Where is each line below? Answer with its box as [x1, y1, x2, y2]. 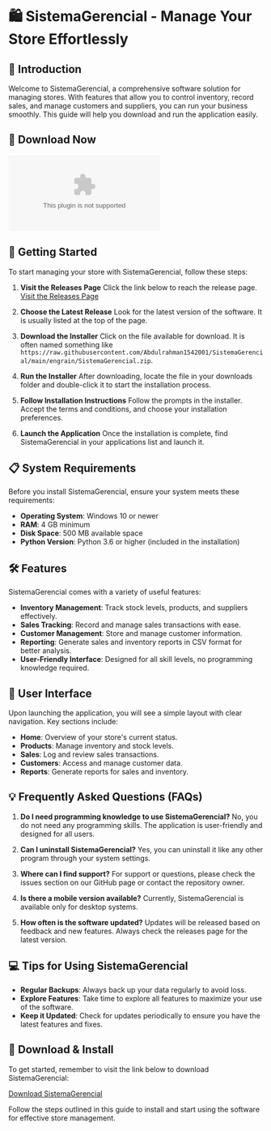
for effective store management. [8, 1112, 116, 1123]
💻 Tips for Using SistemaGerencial [8, 959, 188, 973]
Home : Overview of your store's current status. [19, 732, 178, 742]
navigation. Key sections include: [8, 717, 119, 727]
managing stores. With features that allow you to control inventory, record [8, 92, 254, 102]
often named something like [19, 339, 113, 349]
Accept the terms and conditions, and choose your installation [19, 403, 228, 414]
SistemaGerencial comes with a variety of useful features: [8, 587, 201, 597]
